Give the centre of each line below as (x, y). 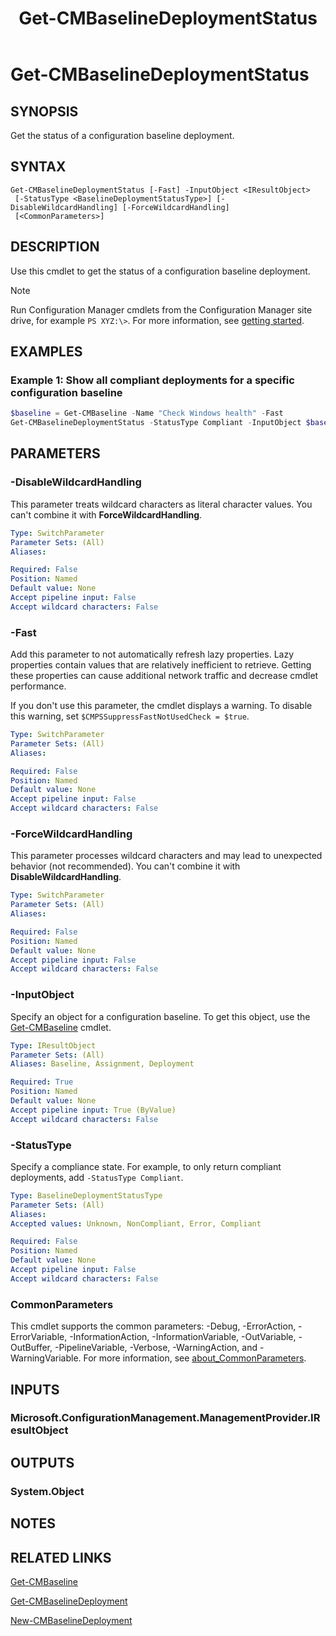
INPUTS (35, 1389)
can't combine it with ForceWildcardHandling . (106, 514)
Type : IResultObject (53, 1045)
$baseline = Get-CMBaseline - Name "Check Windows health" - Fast (147, 413)
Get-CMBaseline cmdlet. (61, 1027)
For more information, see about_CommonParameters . (195, 1358)
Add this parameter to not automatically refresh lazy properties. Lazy (152, 654)
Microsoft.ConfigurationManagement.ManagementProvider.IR (165, 1418)
